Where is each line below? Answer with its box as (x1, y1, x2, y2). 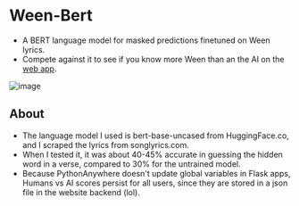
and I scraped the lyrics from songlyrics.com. (21, 139, 190, 150)
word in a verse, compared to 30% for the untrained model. (21, 158, 241, 169)
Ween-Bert (9, 5, 93, 26)
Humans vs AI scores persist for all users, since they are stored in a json (21, 177, 288, 188)
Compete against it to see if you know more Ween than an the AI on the (21, 54, 285, 64)
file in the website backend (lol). (21, 186, 140, 197)
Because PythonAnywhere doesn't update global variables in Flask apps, (21, 168, 291, 178)
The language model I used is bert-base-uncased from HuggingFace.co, (21, 130, 290, 141)
